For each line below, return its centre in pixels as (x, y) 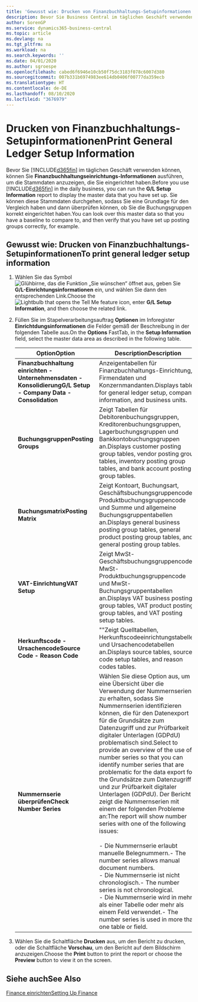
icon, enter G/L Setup (145, 302)
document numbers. (127, 868)
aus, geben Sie (162, 284)
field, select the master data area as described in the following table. (98, 339)
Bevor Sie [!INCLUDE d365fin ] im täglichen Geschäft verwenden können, (94, 170)
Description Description (148, 353)
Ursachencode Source (49, 648)
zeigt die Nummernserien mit (139, 802)
